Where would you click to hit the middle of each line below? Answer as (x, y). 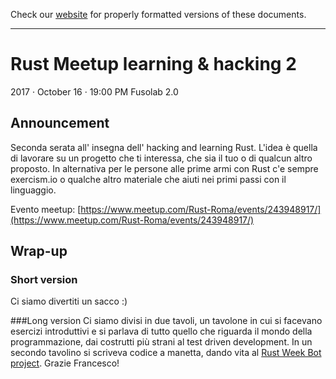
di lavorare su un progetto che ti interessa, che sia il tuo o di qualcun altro (161, 158)
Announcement (60, 123)
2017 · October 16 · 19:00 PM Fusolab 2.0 (94, 91)
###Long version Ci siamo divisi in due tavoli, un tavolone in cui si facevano (166, 321)
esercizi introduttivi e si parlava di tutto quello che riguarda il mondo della (161, 331)
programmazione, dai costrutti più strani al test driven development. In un (161, 342)
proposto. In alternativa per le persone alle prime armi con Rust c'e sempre (164, 168)
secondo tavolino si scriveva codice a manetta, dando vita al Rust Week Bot (166, 353)
